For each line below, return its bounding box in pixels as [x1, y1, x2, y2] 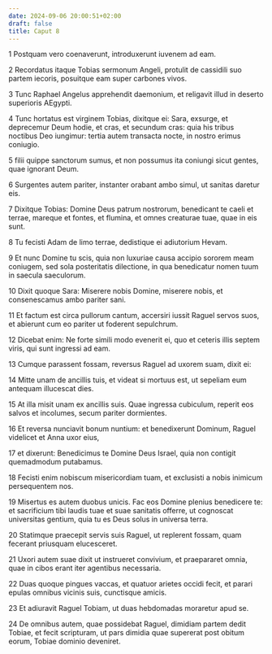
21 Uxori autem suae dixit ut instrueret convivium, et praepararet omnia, [8, 555, 248, 565]
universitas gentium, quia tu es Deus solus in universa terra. [8, 514, 209, 525]
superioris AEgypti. [8, 98, 72, 108]
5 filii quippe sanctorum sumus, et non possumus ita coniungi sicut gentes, [8, 155, 259, 165]
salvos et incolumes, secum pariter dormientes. [8, 408, 167, 418]
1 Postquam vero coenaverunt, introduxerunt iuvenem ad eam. [8, 50, 217, 59]
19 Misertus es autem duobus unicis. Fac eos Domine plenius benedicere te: [8, 497, 263, 507]
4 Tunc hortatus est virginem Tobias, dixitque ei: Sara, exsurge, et [8, 114, 229, 124]
